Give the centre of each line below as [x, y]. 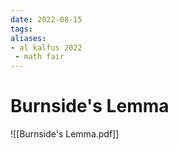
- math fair [39, 57]
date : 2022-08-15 [46, 19]
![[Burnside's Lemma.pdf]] [65, 134]
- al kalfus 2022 [46, 47]
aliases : [28, 38]
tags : [21, 29]
